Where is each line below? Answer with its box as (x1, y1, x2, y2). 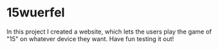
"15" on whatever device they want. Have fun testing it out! (6, 34, 175, 42)
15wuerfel (6, 5, 65, 21)
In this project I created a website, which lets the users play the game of (6, 27, 212, 36)
